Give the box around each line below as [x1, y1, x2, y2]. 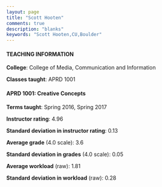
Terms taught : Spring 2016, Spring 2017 [6, 103, 107, 110]
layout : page [6, 9, 40, 15]
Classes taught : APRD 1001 [6, 76, 76, 83]
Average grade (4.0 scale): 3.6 [6, 138, 84, 146]
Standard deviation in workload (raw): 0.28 [6, 174, 117, 182]
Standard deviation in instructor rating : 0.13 [6, 127, 118, 134]
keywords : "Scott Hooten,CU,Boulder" [6, 32, 102, 38]
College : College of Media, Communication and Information [6, 64, 157, 71]
